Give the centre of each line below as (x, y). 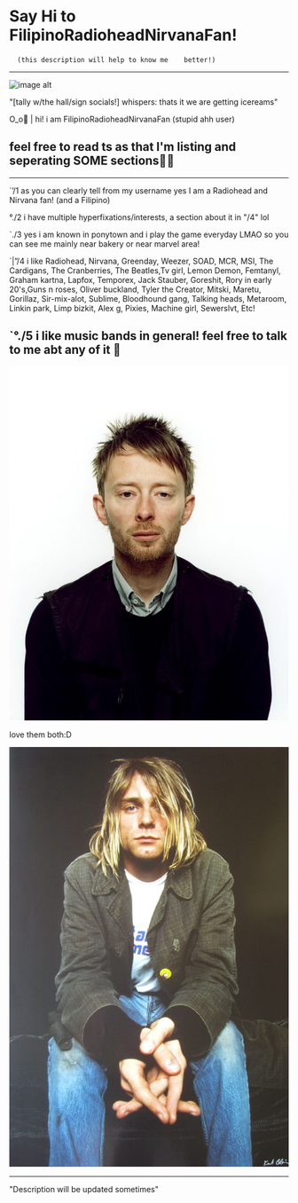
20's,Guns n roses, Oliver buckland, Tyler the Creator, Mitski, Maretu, (135, 289)
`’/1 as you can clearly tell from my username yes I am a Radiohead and (139, 190)
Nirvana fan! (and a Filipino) (60, 200)
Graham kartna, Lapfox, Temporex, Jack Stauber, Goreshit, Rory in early (141, 279)
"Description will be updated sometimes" (84, 1190)
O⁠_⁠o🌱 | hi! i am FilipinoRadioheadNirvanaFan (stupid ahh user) (122, 119)
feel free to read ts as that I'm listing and (123, 147)
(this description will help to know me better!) (117, 59)
